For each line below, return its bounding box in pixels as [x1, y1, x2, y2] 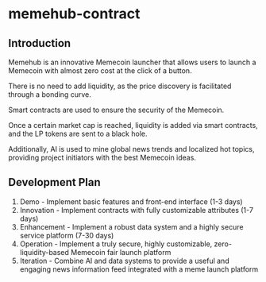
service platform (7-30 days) [19, 230, 114, 240]
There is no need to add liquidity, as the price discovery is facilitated [8, 81, 232, 91]
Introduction [8, 37, 71, 50]
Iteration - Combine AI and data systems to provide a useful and [19, 256, 229, 265]
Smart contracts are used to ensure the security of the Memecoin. [8, 105, 225, 114]
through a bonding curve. [8, 90, 91, 99]
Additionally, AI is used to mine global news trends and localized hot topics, [8, 145, 255, 153]
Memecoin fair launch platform [71, 247, 172, 257]
